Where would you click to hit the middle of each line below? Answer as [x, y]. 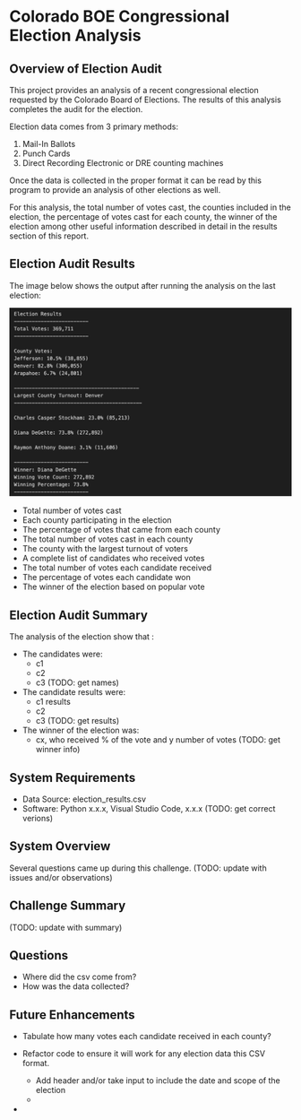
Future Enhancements [73, 1015]
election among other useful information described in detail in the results [143, 226]
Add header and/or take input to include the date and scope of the [158, 1081]
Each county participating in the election [97, 520]
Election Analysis [75, 35]
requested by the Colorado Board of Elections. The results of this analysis [146, 100]
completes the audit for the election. [76, 109]
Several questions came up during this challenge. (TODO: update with [138, 868]
